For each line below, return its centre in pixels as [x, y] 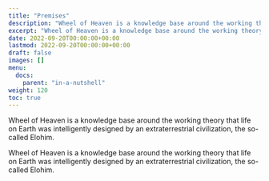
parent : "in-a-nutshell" [64, 82]
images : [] [26, 61]
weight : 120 [28, 90]
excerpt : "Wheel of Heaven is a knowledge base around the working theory [136, 30]
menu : [17, 68]
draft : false [30, 53]
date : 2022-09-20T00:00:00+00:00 [64, 38]
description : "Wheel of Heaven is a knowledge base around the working [130, 23]
